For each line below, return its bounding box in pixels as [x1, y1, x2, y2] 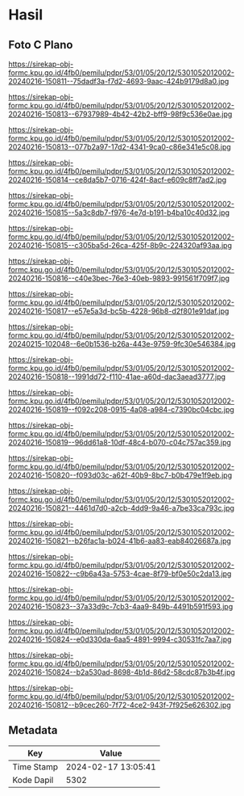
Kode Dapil [12, 774, 54, 785]
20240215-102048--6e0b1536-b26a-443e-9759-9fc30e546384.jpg [8, 339, 236, 348]
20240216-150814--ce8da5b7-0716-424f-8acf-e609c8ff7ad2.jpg [8, 175, 227, 184]
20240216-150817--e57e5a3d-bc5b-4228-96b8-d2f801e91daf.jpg [8, 306, 230, 316]
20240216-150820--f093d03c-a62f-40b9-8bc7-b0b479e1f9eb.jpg [8, 470, 233, 480]
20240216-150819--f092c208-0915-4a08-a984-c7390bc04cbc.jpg [8, 405, 235, 414]
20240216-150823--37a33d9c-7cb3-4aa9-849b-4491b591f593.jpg [8, 602, 234, 611]
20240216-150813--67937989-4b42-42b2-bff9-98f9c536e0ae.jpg [8, 109, 233, 119]
